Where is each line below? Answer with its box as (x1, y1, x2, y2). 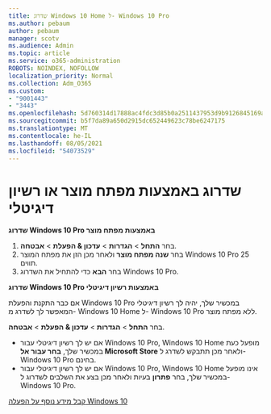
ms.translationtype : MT (8, 124, 89, 132)
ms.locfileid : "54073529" (8, 147, 95, 155)
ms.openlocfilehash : (8, 110, 78, 118)
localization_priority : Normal (8, 72, 114, 80)
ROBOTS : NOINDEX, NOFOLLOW (8, 65, 99, 73)
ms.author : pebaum (8, 19, 70, 27)
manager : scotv (8, 34, 60, 43)
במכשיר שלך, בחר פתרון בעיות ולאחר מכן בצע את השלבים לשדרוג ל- (19, 372, 231, 382)
